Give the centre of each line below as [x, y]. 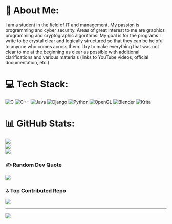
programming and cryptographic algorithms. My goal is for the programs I [83, 35]
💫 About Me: [32, 10]
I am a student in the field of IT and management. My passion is [72, 25]
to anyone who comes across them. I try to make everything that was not [82, 46]
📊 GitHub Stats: [40, 124]
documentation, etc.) [27, 62]
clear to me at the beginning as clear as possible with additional [72, 52]
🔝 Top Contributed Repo [36, 191]
